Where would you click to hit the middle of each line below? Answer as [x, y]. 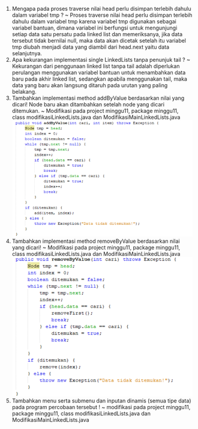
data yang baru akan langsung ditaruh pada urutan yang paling [90, 85]
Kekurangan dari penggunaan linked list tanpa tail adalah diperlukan [96, 66]
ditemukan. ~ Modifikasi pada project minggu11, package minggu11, [95, 111]
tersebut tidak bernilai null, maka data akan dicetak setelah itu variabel [99, 41]
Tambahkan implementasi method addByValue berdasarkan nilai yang [98, 98]
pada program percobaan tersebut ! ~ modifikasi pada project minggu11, [101, 407]
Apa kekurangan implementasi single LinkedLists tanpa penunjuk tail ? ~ [101, 60]
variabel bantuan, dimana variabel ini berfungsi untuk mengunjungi [94, 28]
